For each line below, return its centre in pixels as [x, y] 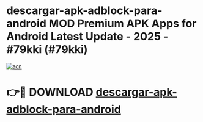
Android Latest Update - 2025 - [87, 37]
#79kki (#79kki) [47, 50]
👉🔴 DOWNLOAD [50, 92]
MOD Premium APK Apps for [123, 23]
